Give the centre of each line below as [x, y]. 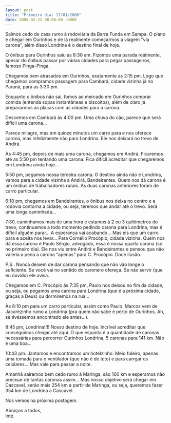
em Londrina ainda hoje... [32, 165]
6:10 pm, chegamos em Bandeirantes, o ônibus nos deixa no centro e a [80, 201]
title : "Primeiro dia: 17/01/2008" [43, 15]
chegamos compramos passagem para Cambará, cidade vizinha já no [79, 81]
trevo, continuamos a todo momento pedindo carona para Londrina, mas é [84, 227]
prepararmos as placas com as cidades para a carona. [63, 108]
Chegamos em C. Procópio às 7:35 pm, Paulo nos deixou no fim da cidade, [84, 285]
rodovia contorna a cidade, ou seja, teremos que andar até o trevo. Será [81, 206]
